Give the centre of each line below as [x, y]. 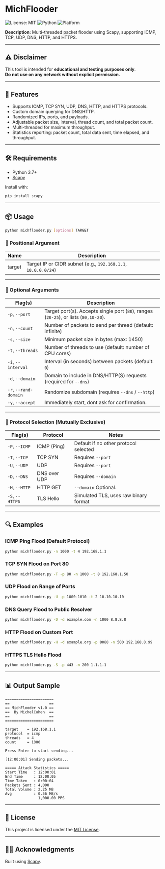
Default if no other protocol [105, 443]
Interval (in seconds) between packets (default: [99, 361]
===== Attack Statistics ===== [37, 768]
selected [84, 449]
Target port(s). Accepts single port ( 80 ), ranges [98, 311]
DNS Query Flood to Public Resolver [49, 609]
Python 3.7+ [25, 172]
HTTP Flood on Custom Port [39, 632]
